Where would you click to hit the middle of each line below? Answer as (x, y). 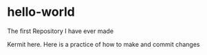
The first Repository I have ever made (61, 31)
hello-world (41, 12)
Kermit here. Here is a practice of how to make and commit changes (103, 44)
